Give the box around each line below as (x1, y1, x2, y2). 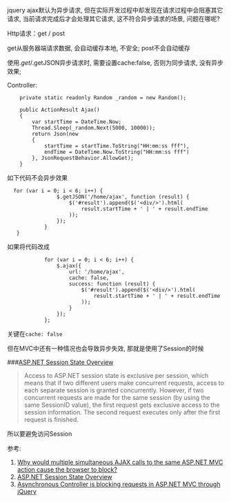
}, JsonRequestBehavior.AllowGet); (32, 154, 134, 161)
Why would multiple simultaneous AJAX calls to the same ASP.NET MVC (17, 458, 223, 466)
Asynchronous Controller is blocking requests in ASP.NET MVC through (17, 480, 221, 488)
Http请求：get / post (7, 30, 66, 37)
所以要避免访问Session (7, 430, 72, 438)
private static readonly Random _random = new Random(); (19, 94, 187, 101)
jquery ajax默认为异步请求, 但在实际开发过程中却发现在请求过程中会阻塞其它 (7, 6, 223, 14)
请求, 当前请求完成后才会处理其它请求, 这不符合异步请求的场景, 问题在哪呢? (7, 14, 221, 23)
